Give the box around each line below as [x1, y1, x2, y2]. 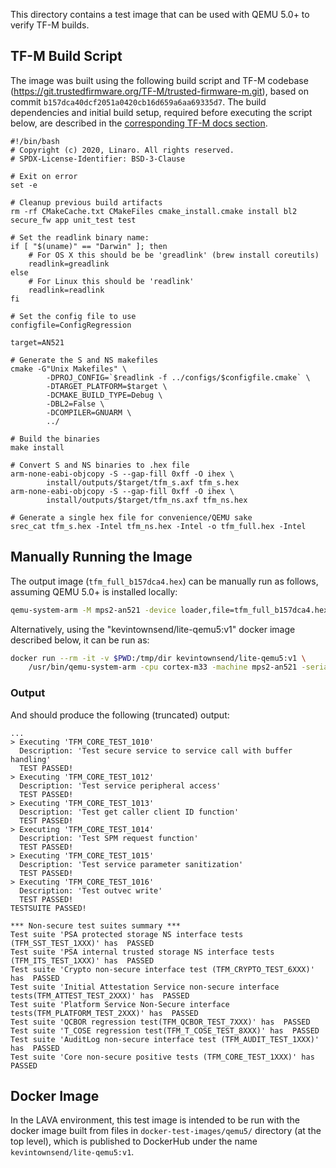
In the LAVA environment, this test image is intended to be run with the [10, 1114, 300, 1126]
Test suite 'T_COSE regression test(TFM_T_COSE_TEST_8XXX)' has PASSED [10, 1025, 320, 1036]
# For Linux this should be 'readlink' [28, 276, 195, 286]
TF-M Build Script [10, 48, 123, 65]
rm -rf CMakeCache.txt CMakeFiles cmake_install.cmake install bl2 [10, 206, 298, 216]
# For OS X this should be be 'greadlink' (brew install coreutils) [28, 250, 320, 260]
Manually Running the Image [10, 549, 193, 566]
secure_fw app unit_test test [10, 215, 137, 225]
